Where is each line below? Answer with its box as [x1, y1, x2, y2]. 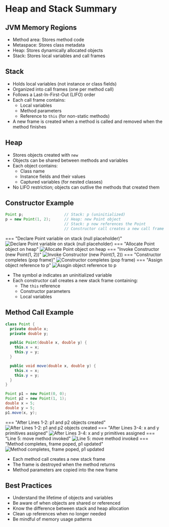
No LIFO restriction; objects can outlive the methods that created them [12, 184, 160, 190]
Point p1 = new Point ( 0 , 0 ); [5, 391, 67, 397]
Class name [20, 168, 45, 174]
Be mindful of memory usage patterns [12, 516, 92, 522]
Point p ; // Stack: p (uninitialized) [5, 212, 125, 217]
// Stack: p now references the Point [64, 222, 146, 227]
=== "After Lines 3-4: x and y [98, 424, 159, 430]
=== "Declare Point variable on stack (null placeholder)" [5, 235, 122, 241]
